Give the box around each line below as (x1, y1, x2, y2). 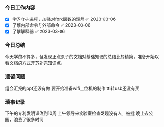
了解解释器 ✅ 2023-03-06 (12, 28, 65, 35)
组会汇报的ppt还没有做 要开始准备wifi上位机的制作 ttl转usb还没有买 (5, 85, 140, 91)
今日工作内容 (5, 4, 36, 11)
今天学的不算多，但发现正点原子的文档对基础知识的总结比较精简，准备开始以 (5, 54, 159, 59)
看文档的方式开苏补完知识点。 (5, 60, 65, 66)
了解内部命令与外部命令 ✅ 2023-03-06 (12, 22, 91, 28)
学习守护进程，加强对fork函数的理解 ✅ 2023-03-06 (12, 16, 116, 22)
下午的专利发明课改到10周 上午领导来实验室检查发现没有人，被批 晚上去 (5, 110, 149, 116)
